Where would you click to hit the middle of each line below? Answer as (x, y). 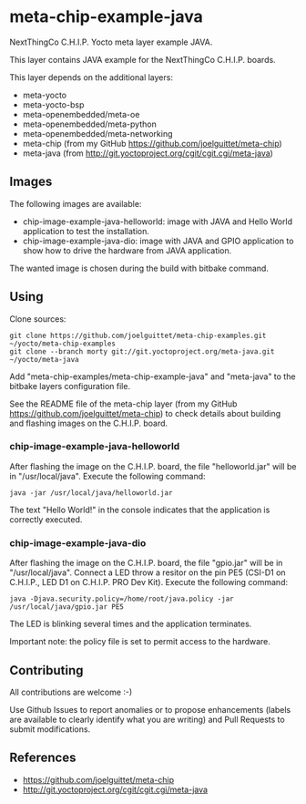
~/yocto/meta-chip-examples (63, 344)
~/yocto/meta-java (44, 359)
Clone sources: (38, 319)
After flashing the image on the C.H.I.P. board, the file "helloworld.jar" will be (153, 466)
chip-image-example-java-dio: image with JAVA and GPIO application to (158, 241)
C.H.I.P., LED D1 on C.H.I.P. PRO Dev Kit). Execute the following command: (149, 582)
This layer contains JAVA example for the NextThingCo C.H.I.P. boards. (143, 59)
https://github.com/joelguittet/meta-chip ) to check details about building (145, 413)
